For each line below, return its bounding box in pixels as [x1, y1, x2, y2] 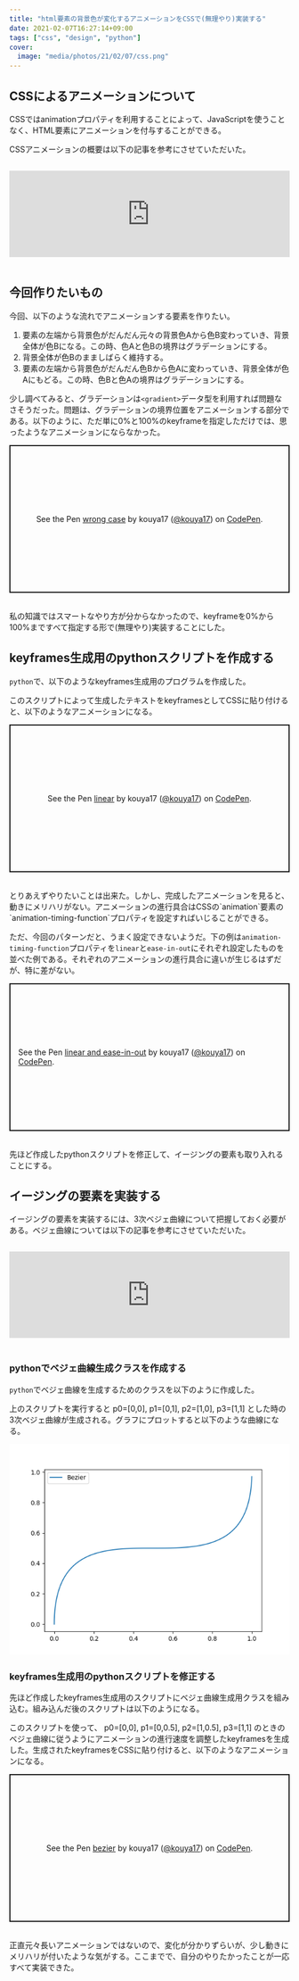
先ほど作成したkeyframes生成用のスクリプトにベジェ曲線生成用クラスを [9, 1692, 274, 1703]
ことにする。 [9, 1160, 57, 1171]
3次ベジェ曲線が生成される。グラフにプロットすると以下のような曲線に [9, 1414, 271, 1425]
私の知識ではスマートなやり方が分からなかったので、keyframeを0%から [9, 610, 274, 621]
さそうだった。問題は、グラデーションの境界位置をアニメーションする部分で [9, 404, 290, 415]
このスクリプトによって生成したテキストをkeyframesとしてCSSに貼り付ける [9, 694, 289, 705]
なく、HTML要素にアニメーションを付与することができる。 [9, 125, 227, 136]
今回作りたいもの [9, 286, 103, 301]
